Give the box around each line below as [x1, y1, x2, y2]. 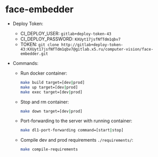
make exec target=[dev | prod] [20, 89, 83, 95]
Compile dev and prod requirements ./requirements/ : [20, 137, 133, 143]
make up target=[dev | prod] [20, 84, 78, 90]
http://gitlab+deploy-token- [61, 42, 124, 47]
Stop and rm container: [20, 99, 69, 105]
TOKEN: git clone [20, 41, 59, 47]
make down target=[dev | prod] [20, 108, 83, 114]
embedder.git [20, 51, 49, 56]
